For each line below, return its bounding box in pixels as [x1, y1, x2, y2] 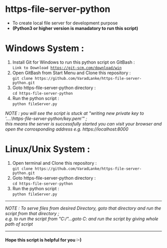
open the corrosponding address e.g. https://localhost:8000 [5, 126, 129, 132]
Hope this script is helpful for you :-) [5, 237, 82, 243]
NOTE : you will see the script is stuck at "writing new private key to [5, 110, 144, 116]
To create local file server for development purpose [12, 20, 118, 26]
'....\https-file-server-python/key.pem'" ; [5, 116, 87, 122]
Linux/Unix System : [5, 143, 90, 155]
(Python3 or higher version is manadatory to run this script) [12, 25, 138, 31]
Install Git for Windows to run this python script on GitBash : [12, 59, 135, 65]
